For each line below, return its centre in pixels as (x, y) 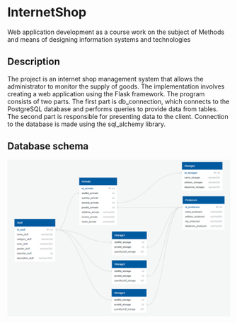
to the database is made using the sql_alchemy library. (87, 124)
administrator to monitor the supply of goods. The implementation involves (116, 86)
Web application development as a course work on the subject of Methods (116, 32)
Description (34, 62)
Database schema (48, 146)
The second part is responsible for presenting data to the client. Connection (118, 116)
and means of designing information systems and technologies (99, 39)
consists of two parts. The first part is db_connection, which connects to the (118, 101)
